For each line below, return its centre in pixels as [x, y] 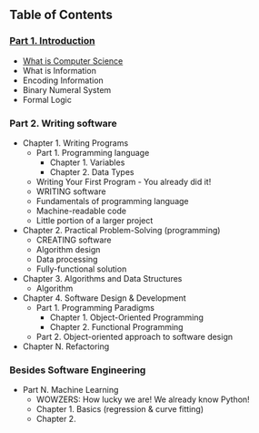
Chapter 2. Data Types [92, 171]
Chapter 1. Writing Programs [75, 143]
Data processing [67, 259]
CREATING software [74, 240]
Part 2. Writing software [64, 123]
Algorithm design [68, 249]
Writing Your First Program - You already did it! [124, 181]
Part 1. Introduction [52, 41]
